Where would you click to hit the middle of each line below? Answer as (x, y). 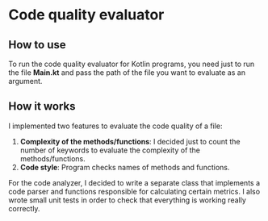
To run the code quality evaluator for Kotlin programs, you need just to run (132, 64)
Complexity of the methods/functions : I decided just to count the (130, 141)
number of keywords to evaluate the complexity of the (110, 150)
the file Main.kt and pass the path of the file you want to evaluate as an (127, 73)
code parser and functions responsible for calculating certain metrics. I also (134, 191)
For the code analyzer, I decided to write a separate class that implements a (134, 182)
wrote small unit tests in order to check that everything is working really (127, 200)
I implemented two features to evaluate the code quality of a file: (115, 126)
